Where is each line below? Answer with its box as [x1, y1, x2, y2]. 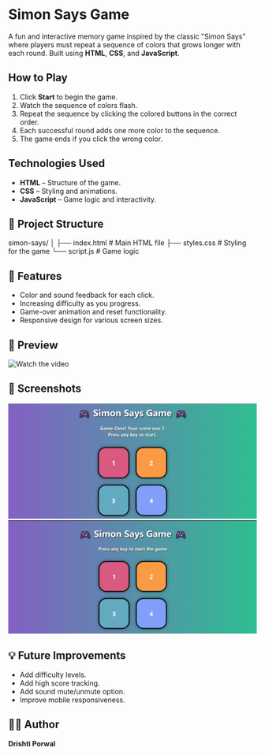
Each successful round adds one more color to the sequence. [19, 125, 221, 135]
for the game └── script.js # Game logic [8, 247, 140, 256]
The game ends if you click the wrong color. [19, 134, 163, 143]
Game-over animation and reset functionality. [19, 307, 167, 317]
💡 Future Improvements [8, 649, 126, 663]
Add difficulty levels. [19, 670, 87, 679]
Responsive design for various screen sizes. [19, 315, 163, 325]
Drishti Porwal [8, 738, 56, 748]
